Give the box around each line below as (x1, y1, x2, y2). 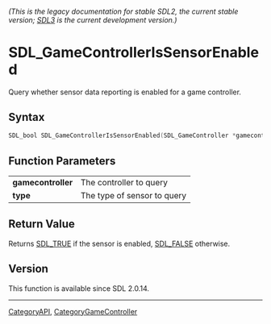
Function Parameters (8, 154, 116, 168)
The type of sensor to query (80, 190, 187, 201)
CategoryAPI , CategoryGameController (8, 306, 138, 316)
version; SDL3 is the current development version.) (8, 15, 177, 24)
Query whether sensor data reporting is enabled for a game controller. (8, 87, 242, 97)
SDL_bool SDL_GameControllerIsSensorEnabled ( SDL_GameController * (8, 131, 236, 140)
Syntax (8, 110, 45, 124)
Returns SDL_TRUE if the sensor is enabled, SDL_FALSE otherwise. (8, 239, 231, 248)
